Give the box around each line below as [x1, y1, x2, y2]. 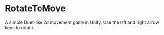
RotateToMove [5, 3, 66, 14]
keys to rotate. [5, 24, 35, 30]
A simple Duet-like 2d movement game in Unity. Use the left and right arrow [5, 19, 159, 25]
